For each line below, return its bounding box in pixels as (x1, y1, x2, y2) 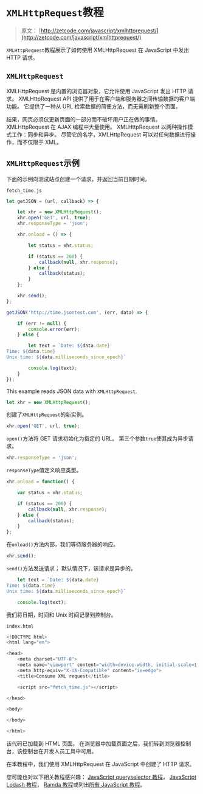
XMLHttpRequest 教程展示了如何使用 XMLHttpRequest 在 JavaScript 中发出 (6, 46, 190, 54)
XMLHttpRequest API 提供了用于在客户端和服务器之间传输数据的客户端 (18, 95, 196, 102)
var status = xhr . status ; (17, 490, 83, 496)
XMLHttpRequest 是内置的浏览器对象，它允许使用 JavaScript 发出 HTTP (6, 87, 187, 94)
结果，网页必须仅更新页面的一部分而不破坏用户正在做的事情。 (6, 115, 161, 122)
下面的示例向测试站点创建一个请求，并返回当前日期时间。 (6, 175, 150, 183)
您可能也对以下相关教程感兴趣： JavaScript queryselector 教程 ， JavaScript (6, 773, 196, 781)
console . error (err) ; (28, 326, 80, 332)
